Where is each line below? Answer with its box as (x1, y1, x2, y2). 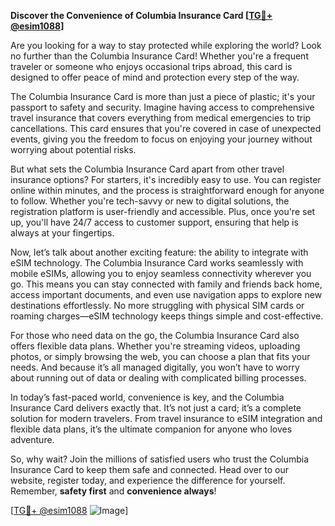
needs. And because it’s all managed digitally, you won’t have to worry (10, 361, 300, 373)
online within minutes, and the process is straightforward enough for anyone (10, 185, 325, 196)
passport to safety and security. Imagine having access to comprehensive (10, 101, 315, 113)
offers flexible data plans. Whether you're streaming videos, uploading (10, 340, 301, 352)
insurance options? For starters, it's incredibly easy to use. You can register (10, 174, 322, 185)
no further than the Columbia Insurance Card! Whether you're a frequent (10, 50, 309, 62)
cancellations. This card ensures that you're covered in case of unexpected (10, 123, 322, 134)
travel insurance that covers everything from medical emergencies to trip (10, 112, 312, 124)
